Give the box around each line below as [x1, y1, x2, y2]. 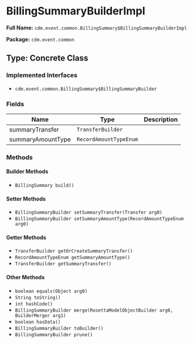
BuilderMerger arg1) [14, 312, 66, 319]
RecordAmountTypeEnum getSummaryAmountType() [14, 255, 130, 261]
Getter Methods [6, 234, 47, 241]
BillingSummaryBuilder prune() [14, 331, 93, 337]
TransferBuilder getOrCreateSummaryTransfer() [14, 248, 133, 255]
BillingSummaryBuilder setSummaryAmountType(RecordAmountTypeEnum [14, 216, 184, 222]
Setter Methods [6, 195, 46, 202]
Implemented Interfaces [6, 71, 78, 79]
